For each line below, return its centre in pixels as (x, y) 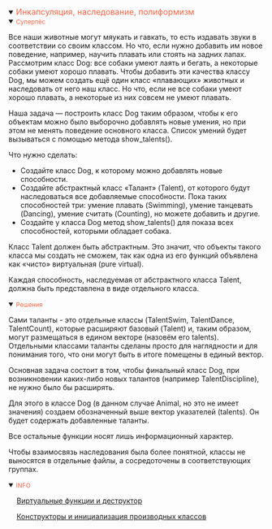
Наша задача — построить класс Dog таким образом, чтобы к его (123, 113)
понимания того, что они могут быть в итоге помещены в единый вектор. (136, 354)
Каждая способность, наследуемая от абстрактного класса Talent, (125, 280)
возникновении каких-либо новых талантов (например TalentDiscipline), (134, 379)
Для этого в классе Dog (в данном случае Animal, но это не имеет (124, 403)
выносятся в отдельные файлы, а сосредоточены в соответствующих (130, 460)
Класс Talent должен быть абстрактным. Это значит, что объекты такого (135, 247)
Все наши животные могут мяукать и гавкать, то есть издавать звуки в (133, 37)
